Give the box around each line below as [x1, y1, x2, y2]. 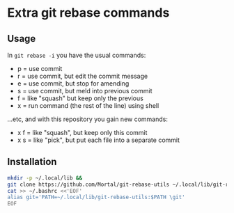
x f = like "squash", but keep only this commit [17, 129, 148, 136]
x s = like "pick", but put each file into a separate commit [17, 136, 180, 144]
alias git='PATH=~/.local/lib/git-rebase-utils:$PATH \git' [7, 194, 186, 201]
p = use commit [17, 65, 63, 72]
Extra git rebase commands [7, 5, 170, 21]
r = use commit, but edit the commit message [17, 72, 148, 80]
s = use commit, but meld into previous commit [17, 87, 153, 95]
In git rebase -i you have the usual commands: [7, 51, 146, 59]
